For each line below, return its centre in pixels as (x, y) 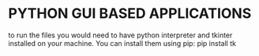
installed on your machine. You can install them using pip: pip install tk (122, 43)
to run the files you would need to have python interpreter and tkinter (120, 35)
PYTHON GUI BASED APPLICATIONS (130, 14)
